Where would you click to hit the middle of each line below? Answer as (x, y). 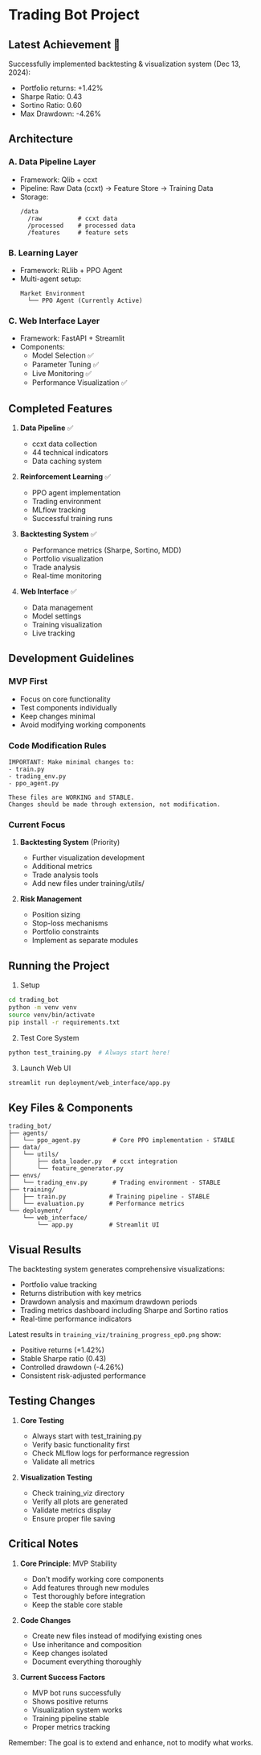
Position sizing (56, 915)
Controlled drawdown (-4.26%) (72, 1368)
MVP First (28, 681)
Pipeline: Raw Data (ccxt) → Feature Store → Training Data (116, 188)
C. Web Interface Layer (54, 321)
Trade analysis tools (65, 875)
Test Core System (49, 1037)
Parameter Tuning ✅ (65, 365)
